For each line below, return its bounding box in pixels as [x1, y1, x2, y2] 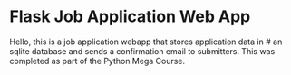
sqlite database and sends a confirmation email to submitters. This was [9, 45, 276, 56]
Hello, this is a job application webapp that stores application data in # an [9, 36, 283, 47]
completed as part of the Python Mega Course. [9, 55, 186, 66]
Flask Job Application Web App [9, 6, 251, 27]
